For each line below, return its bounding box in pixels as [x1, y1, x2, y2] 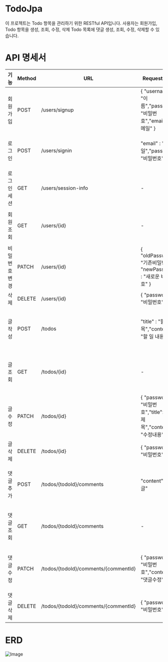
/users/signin [40, 147, 72, 154]
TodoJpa [5, 3, 43, 14]
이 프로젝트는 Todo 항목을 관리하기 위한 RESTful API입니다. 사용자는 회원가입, [5, 20, 157, 26]
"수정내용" [140, 431, 164, 438]
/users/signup [40, 106, 74, 113]
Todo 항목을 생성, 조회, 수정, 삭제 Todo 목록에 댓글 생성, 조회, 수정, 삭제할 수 [5, 26, 154, 32]
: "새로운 [140, 273, 160, 280]
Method [17, 74, 36, 81]
